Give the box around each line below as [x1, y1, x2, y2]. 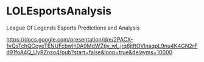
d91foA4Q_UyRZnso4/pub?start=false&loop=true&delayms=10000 [6, 48, 173, 55]
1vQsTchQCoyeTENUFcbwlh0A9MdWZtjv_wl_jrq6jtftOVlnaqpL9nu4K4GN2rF [6, 42, 198, 49]
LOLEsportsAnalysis [6, 4, 111, 18]
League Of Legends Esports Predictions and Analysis [6, 24, 140, 31]
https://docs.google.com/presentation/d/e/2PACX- [6, 36, 134, 43]
